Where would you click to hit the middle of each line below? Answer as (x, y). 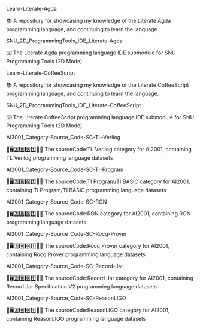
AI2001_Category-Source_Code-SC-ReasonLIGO (66, 298)
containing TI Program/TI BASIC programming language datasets (86, 190)
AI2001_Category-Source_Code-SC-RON (57, 202)
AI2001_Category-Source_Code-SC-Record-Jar (65, 266)
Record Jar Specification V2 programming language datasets (82, 286)
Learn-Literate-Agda (31, 9)
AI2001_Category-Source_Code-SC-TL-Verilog (63, 137)
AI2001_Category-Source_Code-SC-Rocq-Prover (66, 234)
